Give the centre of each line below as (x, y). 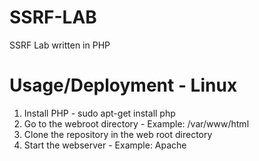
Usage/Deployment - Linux (123, 85)
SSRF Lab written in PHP (60, 45)
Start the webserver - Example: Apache (105, 145)
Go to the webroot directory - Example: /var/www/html (136, 123)
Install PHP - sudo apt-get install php (99, 113)
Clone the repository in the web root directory (118, 134)
